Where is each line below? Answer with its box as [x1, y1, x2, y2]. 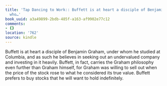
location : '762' [5, 30, 39, 35]
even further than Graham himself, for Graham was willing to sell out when [5, 64, 158, 70]
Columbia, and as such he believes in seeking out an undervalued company [5, 54, 160, 60]
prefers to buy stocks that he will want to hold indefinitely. [5, 75, 124, 81]
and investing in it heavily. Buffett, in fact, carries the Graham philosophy [5, 59, 154, 65]
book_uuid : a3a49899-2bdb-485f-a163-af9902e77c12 [5, 16, 110, 21]
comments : [5, 21, 26, 26]
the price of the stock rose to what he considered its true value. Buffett [5, 70, 150, 76]
